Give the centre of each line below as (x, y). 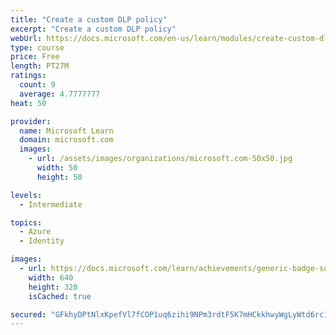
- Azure (35, 232)
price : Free (35, 57)
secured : (28, 314)
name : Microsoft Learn (66, 131)
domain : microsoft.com (66, 140)
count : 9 (37, 85)
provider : (31, 121)
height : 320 (53, 287)
